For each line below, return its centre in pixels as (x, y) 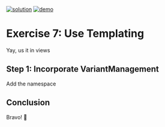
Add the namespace (31, 84)
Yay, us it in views (28, 50)
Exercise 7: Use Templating (75, 34)
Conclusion (28, 103)
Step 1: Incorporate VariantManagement (82, 69)
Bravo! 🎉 (17, 117)
